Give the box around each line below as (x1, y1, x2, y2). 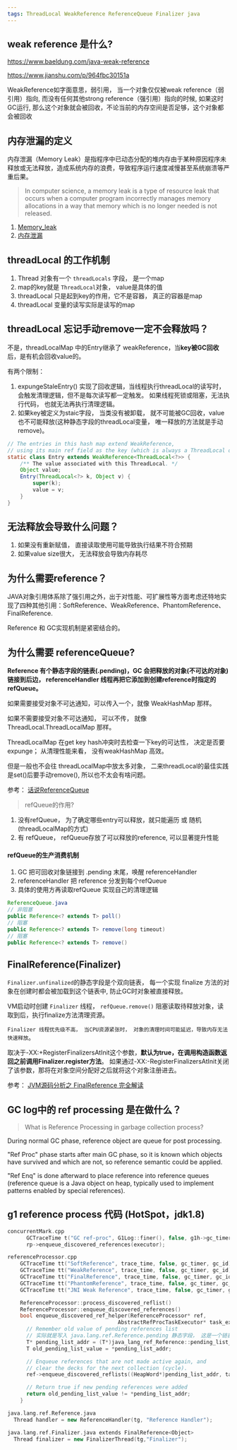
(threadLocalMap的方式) (17, 824, 89, 833)
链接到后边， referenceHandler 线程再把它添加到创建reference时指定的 (7, 675, 217, 684)
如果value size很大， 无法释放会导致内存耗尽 (17, 549, 148, 558)
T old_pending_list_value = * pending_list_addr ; (25, 1345, 172, 1353)
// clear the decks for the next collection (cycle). (25, 1365, 188, 1372)
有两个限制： (7, 367, 44, 375)
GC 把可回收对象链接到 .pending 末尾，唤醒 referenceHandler (17, 868, 197, 876)
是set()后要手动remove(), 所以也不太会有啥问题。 (7, 771, 150, 779)
